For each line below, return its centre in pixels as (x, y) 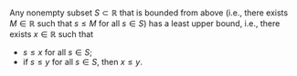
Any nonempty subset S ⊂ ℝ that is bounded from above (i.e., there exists (149, 13)
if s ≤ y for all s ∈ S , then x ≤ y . (83, 62)
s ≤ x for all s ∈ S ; (58, 52)
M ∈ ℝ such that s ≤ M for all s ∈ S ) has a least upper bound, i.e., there (145, 24)
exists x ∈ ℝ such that (52, 34)
